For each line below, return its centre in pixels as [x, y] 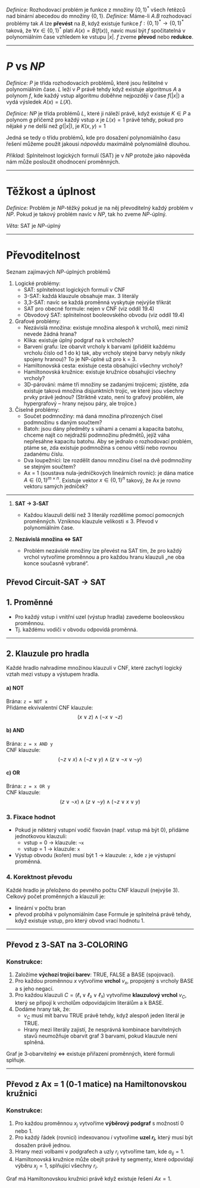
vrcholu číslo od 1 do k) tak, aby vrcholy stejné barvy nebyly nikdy [104, 353]
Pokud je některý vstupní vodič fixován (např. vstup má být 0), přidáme [102, 830]
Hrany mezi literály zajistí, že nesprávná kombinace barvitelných [102, 1029]
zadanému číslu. [44, 454]
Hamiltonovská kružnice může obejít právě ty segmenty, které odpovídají [104, 1159]
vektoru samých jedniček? [56, 487]
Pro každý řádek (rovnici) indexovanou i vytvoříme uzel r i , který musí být [104, 1138]
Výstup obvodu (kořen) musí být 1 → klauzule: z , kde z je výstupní [95, 855]
